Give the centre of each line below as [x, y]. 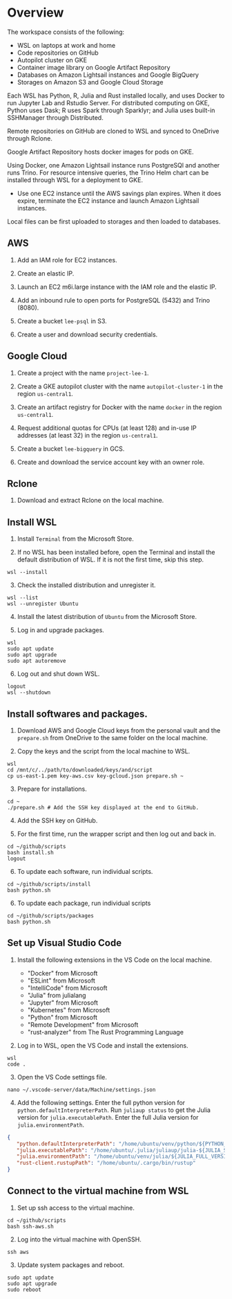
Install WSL [32, 522]
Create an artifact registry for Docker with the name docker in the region [119, 407]
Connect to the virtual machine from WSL [98, 1191]
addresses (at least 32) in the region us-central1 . [87, 435]
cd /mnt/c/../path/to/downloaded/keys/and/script [80, 770]
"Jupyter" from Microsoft [63, 1003]
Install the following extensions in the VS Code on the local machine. [114, 960]
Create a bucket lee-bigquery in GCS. [71, 449]
